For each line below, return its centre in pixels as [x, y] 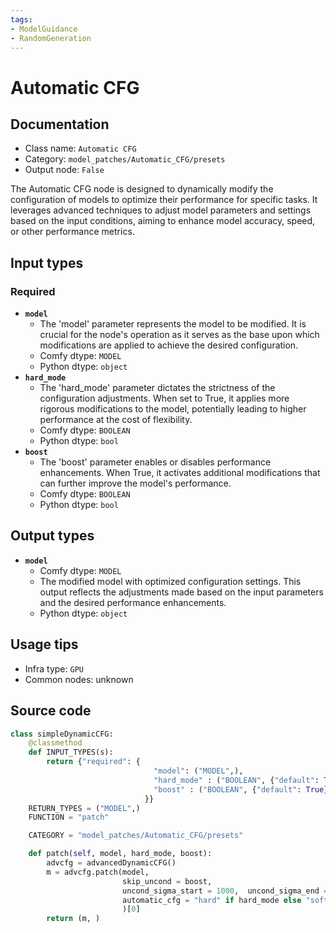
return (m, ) [73, 919]
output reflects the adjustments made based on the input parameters [181, 592]
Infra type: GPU [54, 668]
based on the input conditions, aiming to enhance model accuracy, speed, [163, 221]
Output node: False [64, 170]
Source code [51, 711]
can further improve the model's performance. [135, 483]
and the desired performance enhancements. [133, 602]
